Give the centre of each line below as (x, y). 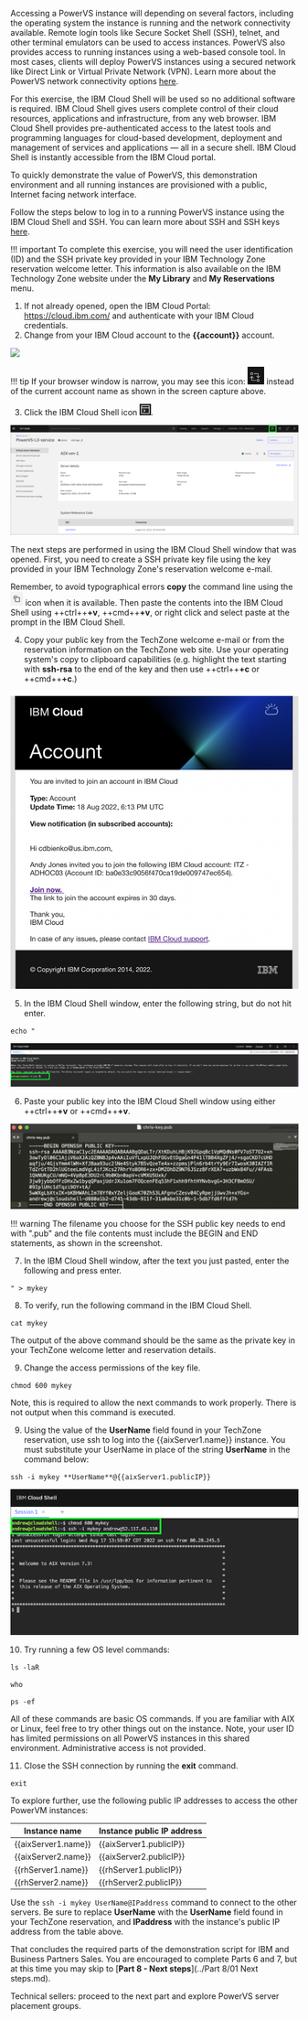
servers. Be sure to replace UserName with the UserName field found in (147, 1912)
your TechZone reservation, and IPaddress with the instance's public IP (145, 1922)
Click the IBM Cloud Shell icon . (88, 412)
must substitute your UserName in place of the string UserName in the (157, 1449)
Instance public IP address (150, 1831)
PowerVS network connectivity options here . (95, 81)
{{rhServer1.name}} (51, 1869)
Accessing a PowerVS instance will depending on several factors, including (152, 13)
